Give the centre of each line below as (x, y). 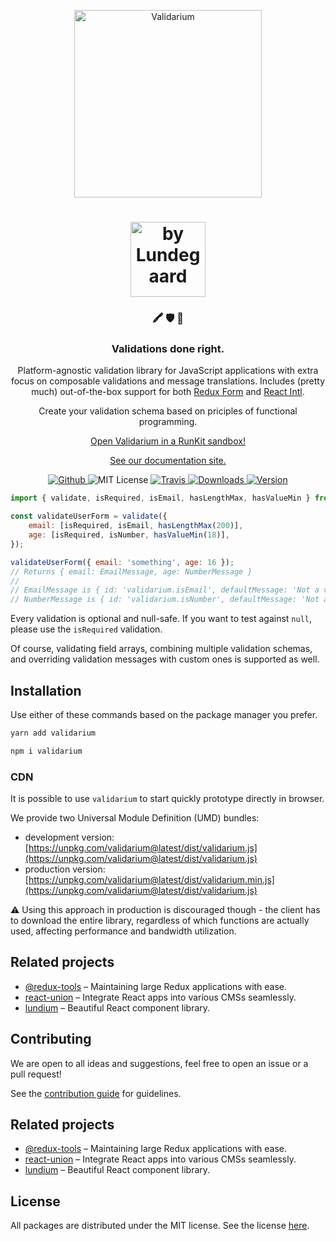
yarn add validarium (53, 733)
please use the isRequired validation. (86, 629)
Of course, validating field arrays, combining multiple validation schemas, (161, 649)
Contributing (51, 1039)
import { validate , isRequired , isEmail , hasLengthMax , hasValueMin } (160, 498)
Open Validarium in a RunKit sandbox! (168, 441)
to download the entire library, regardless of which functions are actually (160, 921)
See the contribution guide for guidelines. (96, 1093)
